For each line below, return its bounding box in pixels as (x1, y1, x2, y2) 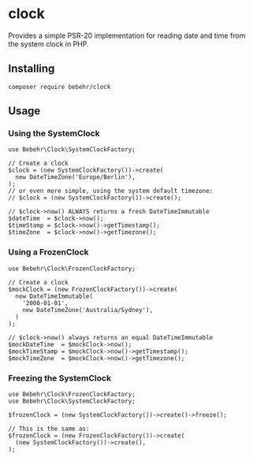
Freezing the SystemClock (8, 372, 112, 383)
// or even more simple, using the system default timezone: (8, 187, 214, 195)
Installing (8, 62, 55, 76)
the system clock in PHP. (8, 39, 89, 48)
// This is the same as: (8, 425, 90, 433)
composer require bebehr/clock (8, 83, 111, 91)
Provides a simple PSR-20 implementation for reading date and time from (8, 31, 246, 40)
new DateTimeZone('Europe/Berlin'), (15, 173, 136, 181)
